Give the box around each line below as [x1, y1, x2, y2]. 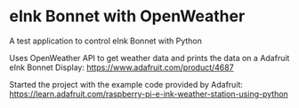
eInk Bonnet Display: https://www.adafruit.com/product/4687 [9, 62, 234, 73]
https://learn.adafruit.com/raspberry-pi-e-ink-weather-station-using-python [9, 89, 289, 99]
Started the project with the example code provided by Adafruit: [9, 79, 243, 89]
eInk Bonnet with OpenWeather [9, 6, 246, 27]
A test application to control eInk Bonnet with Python [9, 35, 203, 46]
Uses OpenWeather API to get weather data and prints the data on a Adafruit [9, 52, 290, 63]
